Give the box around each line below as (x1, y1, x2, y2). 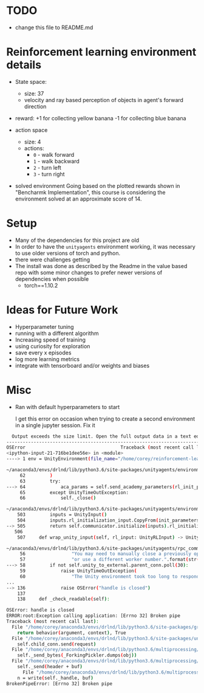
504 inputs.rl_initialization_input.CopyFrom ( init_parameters (17, 517, 200, 523)
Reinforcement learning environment (6, 45, 197, 59)
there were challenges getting (15, 256, 90, 263)
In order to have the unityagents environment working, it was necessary (15, 243, 195, 250)
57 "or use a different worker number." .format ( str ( (19, 557, 200, 563)
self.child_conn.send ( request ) (17, 641, 97, 647)
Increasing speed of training (15, 336, 86, 343)
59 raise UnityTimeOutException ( (19, 568, 137, 574)
